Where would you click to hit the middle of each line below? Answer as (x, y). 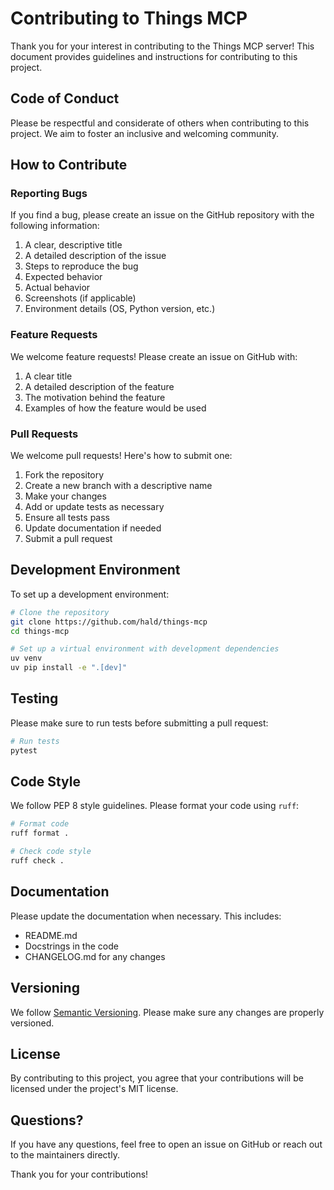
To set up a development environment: (90, 594)
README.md (51, 935)
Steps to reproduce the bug (81, 266)
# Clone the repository (60, 612)
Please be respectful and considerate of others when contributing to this (160, 123)
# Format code (40, 824)
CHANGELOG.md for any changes (95, 956)
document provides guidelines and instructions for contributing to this (154, 56)
